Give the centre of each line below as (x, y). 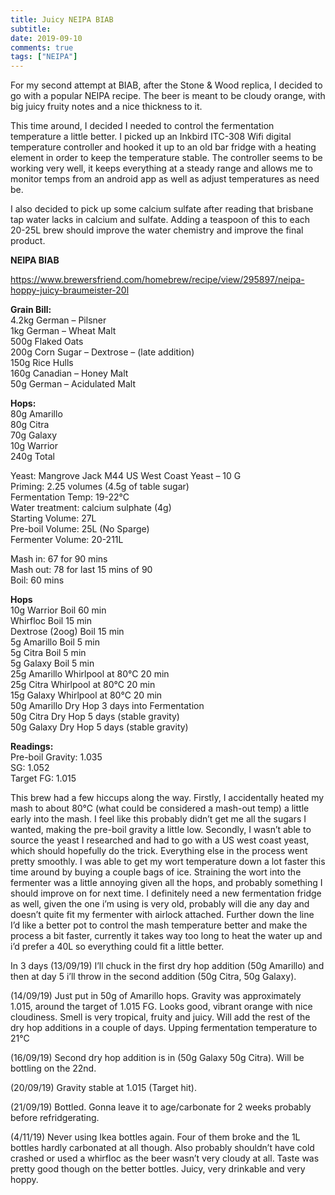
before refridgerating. (55, 1118)
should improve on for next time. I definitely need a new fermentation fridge (166, 893)
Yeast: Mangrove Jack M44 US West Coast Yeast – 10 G (126, 476)
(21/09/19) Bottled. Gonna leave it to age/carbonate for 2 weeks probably (161, 1107)
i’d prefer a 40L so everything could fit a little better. (117, 947)
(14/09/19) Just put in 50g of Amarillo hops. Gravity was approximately (156, 996)
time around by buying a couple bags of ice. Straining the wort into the (156, 872)
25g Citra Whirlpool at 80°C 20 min (83, 685)
